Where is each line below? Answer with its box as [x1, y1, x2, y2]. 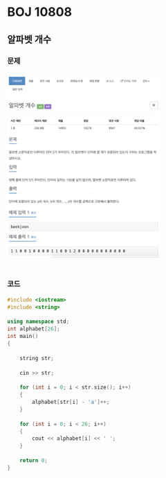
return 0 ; [19, 457, 48, 464]
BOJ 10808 [7, 4, 73, 20]
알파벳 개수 [7, 33, 52, 45]
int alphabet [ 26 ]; [7, 326, 60, 333]
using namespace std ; [7, 318, 70, 326]
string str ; [19, 355, 54, 362]
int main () [7, 333, 39, 340]
